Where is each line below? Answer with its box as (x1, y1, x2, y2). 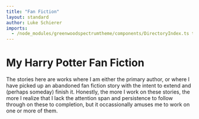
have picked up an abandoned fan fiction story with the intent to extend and (6, 82, 191, 89)
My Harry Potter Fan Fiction (6, 56, 145, 70)
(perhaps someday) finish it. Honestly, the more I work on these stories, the (6, 88, 191, 95)
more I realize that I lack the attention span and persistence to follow (6, 95, 174, 102)
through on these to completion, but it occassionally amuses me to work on (6, 101, 190, 108)
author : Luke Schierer (6, 20, 62, 25)
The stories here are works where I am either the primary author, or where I (6, 76, 190, 83)
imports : (6, 25, 28, 31)
